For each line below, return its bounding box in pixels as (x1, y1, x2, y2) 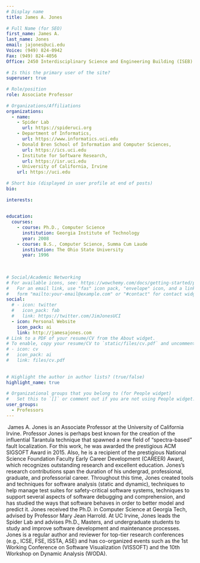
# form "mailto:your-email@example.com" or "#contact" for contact (6, 291, 183, 297)
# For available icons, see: (6, 280, 79, 286)
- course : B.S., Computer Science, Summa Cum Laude (17, 241, 148, 247)
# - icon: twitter (11, 302, 58, 308)
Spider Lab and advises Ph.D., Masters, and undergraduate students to (6, 518, 180, 526)
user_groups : (6, 402, 39, 408)
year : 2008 (21, 236, 49, 242)
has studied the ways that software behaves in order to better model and (6, 499, 185, 506)
